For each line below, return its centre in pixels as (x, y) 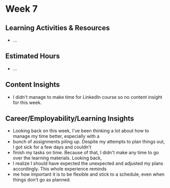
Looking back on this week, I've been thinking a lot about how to (81, 131)
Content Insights (33, 85)
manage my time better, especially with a (56, 136)
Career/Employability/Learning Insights (70, 119)
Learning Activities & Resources (58, 28)
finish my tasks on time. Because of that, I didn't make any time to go (86, 153)
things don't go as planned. (42, 180)
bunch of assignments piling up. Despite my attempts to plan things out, (89, 142)
